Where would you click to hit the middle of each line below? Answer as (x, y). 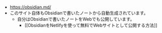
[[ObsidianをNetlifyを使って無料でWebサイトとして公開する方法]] (91, 25)
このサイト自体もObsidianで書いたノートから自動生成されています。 (79, 13)
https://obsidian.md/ (31, 7)
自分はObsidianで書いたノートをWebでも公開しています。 (76, 19)
